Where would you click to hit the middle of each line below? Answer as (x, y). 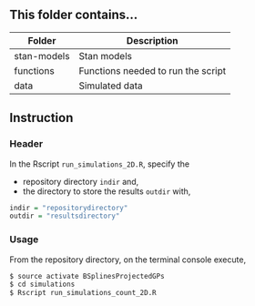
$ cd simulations (42, 285)
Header (26, 144)
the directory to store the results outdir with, (107, 191)
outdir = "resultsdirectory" (65, 216)
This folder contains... (74, 15)
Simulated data (111, 86)
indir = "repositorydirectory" (69, 208)
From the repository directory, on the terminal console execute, (128, 260)
